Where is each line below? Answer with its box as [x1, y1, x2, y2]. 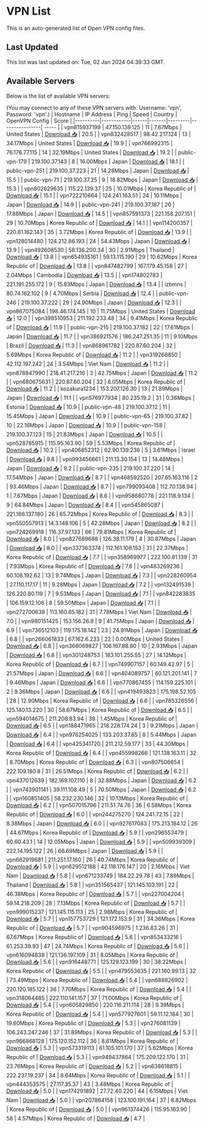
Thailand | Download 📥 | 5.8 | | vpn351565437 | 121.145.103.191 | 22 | [6, 881, 178, 888]
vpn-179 [6, 157, 27, 165]
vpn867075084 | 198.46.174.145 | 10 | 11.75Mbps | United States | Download [6, 307, 195, 315]
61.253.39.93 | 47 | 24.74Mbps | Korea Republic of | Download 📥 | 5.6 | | [6, 942, 189, 949]
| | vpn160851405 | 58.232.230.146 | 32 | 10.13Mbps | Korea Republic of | [6, 794, 189, 802]
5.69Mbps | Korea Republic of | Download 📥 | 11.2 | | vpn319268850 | [6, 351, 181, 358]
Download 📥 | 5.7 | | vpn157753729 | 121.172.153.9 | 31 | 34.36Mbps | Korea [6, 915, 195, 922]
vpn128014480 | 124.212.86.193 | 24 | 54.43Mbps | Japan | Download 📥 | [6, 237, 191, 245]
